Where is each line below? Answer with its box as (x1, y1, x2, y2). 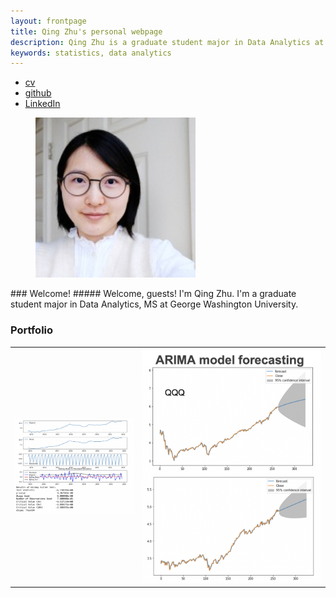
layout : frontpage (10, 16, 87, 26)
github (24, 87, 52, 99)
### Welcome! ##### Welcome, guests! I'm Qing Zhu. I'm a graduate (10, 288, 297, 300)
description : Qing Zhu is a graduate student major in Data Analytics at (10, 37, 325, 47)
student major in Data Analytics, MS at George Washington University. (10, 298, 299, 310)
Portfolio (10, 323, 54, 337)
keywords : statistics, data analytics (10, 48, 172, 58)
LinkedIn (24, 98, 61, 110)
